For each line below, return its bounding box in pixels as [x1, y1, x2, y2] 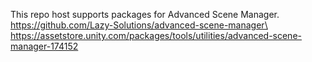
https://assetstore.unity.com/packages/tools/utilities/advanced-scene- [10, 30, 302, 41]
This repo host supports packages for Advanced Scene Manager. [10, 9, 280, 20]
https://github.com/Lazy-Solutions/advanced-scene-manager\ [10, 19, 268, 31]
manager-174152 [10, 40, 79, 52]
